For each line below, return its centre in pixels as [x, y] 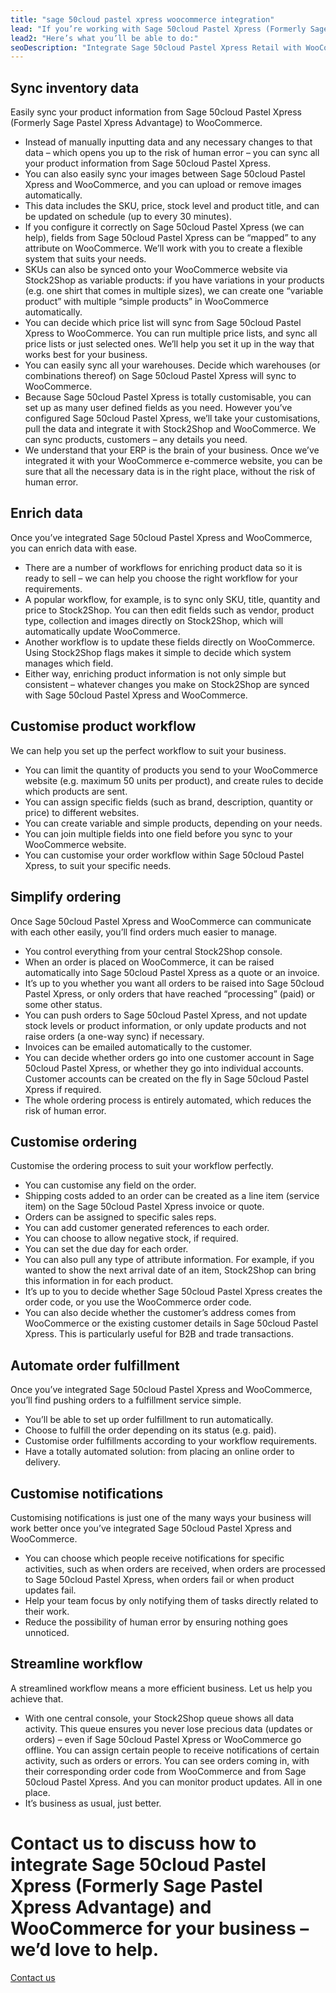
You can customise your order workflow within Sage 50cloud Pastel [164, 855]
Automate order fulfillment [95, 1365]
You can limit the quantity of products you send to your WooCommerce [171, 770]
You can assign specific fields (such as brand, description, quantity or [168, 802]
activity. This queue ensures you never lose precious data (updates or [168, 1728]
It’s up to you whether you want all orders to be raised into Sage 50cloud [174, 983]
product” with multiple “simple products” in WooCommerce [146, 302]
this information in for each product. [99, 1281]
